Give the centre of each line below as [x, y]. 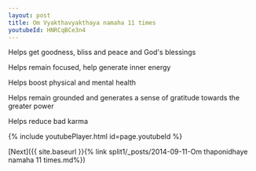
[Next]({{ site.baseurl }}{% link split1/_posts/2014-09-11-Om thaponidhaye [128, 152]
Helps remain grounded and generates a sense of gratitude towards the [124, 98]
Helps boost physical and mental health [72, 82]
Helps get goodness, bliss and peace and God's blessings [102, 53]
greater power [31, 106]
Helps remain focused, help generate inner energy [90, 67]
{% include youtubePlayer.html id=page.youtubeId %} [95, 136]
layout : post [29, 15]
